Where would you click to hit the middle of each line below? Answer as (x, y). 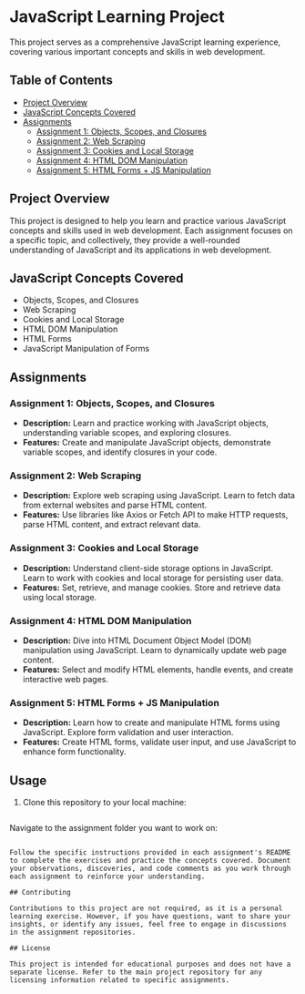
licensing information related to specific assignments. (120, 980)
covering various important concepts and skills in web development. (137, 51)
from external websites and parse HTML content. (115, 505)
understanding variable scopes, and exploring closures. (127, 433)
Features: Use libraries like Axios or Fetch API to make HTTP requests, (155, 515)
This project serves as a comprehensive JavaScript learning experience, (145, 42)
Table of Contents (61, 81)
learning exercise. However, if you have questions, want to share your (150, 917)
